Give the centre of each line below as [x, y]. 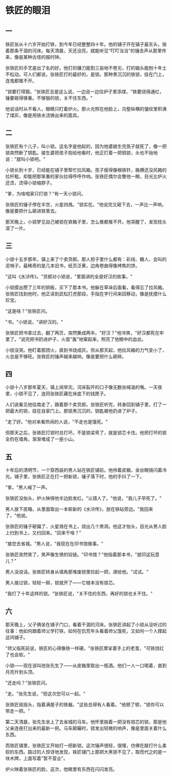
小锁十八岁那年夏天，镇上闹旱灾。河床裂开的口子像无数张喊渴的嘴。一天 [81, 387]
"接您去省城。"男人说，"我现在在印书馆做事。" [55, 544]
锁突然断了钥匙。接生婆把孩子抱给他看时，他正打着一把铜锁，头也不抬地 [81, 153]
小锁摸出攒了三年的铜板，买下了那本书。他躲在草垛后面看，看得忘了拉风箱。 [86, 287]
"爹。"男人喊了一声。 [28, 487]
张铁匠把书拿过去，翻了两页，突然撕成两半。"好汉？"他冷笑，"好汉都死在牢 [85, 333]
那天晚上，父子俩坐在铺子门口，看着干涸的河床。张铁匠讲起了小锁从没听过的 [86, 624]
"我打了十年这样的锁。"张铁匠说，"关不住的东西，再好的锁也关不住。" [79, 594]
